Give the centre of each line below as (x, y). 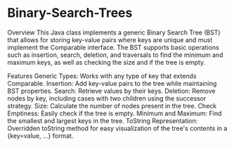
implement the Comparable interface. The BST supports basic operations (113, 47)
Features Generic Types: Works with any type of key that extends (102, 76)
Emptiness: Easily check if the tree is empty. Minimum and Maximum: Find (115, 113)
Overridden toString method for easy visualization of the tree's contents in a (117, 128)
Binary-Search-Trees (70, 13)
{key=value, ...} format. (40, 136)
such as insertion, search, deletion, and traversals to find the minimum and (115, 55)
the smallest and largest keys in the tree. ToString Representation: (103, 120)
